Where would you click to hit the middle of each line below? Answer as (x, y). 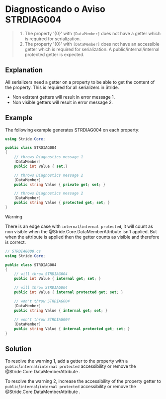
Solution (18, 349)
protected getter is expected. (54, 54)
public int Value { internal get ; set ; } (57, 279)
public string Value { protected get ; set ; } (62, 203)
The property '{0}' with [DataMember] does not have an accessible (92, 44)
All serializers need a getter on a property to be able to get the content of (80, 82)
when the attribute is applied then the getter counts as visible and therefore (83, 237)
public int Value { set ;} (41, 166)
